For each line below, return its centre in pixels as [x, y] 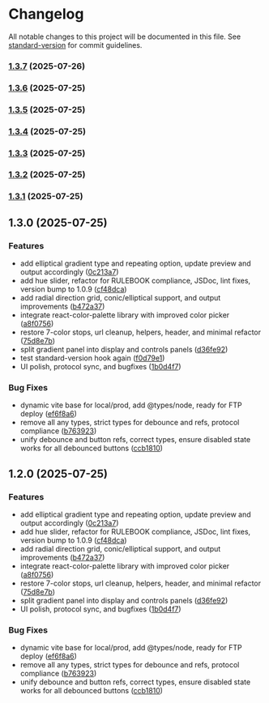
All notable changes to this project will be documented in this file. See [125, 36]
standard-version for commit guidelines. [75, 45]
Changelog [46, 14]
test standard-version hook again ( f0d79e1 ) [92, 358]
